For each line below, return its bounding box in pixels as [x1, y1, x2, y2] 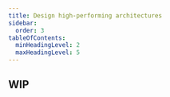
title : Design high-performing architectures [8, 11, 162, 20]
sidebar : [8, 19, 38, 27]
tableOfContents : [8, 33, 66, 42]
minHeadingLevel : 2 [15, 41, 81, 49]
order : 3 [15, 26, 45, 34]
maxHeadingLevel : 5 [15, 48, 81, 56]
